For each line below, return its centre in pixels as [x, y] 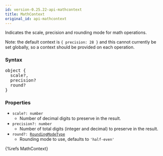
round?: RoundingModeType [38, 134]
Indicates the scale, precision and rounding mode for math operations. [76, 33]
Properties [18, 102]
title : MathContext [25, 14]
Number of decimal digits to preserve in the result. [70, 118]
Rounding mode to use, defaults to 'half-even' [67, 139]
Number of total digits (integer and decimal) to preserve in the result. [89, 129]
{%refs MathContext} [27, 148]
